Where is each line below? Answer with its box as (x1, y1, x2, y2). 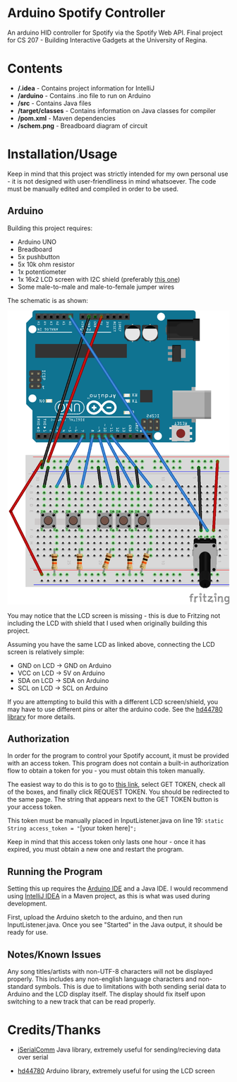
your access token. (7, 803, 63, 811)
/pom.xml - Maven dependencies (17, 114, 116, 122)
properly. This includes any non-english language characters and (7, 975, 197, 983)
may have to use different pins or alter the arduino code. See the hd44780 (7, 705, 224, 713)
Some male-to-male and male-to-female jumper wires (17, 283, 175, 291)
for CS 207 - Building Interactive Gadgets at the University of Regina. (7, 35, 208, 44)
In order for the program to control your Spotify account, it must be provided (7, 751, 229, 760)
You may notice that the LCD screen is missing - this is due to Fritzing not (7, 611, 221, 619)
